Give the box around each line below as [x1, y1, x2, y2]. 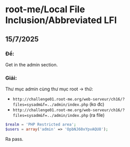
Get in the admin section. [5, 61, 58, 67]
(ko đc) [89, 101, 105, 108]
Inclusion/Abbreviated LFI [5, 14, 117, 26]
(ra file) [89, 112, 105, 118]
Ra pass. [5, 136, 24, 142]
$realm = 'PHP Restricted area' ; [5, 122, 76, 127]
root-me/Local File [5, 4, 85, 15]
